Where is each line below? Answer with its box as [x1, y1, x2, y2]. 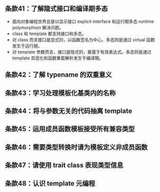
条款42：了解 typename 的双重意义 [5, 71, 112, 79]
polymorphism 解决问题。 [12, 24, 64, 30]
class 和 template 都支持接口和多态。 [12, 31, 87, 37]
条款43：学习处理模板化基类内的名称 [5, 89, 116, 97]
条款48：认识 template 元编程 [5, 179, 96, 188]
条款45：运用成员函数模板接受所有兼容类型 [5, 125, 135, 133]
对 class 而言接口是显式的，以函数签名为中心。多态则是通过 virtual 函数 [12, 37, 155, 42]
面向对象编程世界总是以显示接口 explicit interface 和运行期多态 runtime [12, 19, 154, 24]
